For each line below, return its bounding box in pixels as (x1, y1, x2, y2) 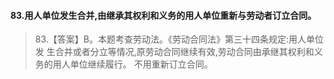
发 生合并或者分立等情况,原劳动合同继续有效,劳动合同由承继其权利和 (34, 46, 315, 58)
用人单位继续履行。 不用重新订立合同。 (52, 58, 213, 70)
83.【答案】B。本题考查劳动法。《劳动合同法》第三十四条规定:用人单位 (34, 33, 325, 45)
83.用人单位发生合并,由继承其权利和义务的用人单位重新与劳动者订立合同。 (10, 9, 317, 21)
